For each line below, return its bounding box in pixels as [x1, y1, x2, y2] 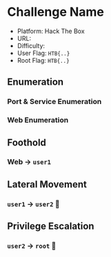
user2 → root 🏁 [7, 241, 57, 251]
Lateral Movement [7, 178, 88, 190]
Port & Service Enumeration [7, 97, 102, 107]
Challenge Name [7, 4, 105, 20]
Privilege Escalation [7, 220, 94, 232]
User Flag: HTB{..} [17, 49, 70, 57]
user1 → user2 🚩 [7, 199, 60, 209]
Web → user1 [7, 157, 52, 167]
